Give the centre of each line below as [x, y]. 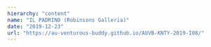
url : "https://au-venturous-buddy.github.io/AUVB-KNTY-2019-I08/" [106, 33]
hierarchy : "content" [39, 13]
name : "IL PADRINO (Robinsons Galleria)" [68, 20]
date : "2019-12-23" [36, 26]
